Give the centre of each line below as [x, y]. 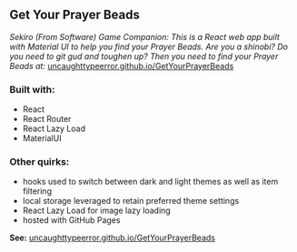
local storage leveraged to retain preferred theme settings [131, 201]
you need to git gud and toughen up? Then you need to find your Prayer [144, 56]
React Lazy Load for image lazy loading [96, 211]
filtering [37, 191]
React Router [47, 119]
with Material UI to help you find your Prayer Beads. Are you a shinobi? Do [149, 46]
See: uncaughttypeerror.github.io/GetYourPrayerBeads [113, 238]
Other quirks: [40, 162]
